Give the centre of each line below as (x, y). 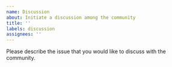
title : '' (19, 23)
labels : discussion (31, 29)
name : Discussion (28, 12)
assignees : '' (24, 34)
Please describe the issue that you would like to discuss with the (86, 51)
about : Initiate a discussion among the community (71, 18)
